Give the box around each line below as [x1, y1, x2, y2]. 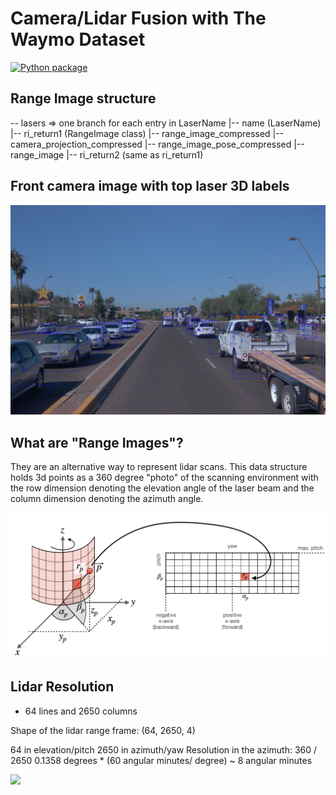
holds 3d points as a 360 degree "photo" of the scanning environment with [10, 472, 319, 484]
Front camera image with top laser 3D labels [10, 178, 290, 195]
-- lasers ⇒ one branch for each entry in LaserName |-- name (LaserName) [10, 117, 322, 129]
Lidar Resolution [10, 678, 115, 696]
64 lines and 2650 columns [24, 705, 138, 717]
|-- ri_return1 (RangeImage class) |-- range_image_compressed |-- [10, 127, 285, 139]
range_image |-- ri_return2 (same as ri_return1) [10, 148, 204, 161]
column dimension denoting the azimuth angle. [10, 493, 204, 505]
